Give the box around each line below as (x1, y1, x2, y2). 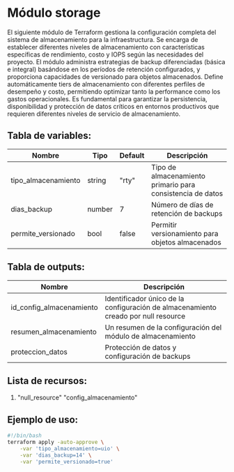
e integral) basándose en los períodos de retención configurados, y (7, 65, 201, 73)
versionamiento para (150, 228, 219, 238)
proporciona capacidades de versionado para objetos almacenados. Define (7, 72, 224, 81)
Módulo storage (7, 5, 101, 21)
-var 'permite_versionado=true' (19, 458, 114, 465)
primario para (150, 179, 196, 189)
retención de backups (150, 208, 223, 218)
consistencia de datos (150, 189, 224, 198)
